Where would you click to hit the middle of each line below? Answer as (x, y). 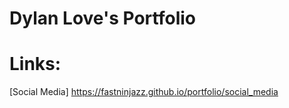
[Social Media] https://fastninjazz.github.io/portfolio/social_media (144, 92)
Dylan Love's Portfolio (102, 18)
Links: (35, 64)
